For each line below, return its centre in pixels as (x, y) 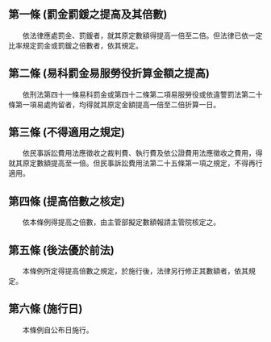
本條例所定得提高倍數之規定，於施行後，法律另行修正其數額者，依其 (135, 271)
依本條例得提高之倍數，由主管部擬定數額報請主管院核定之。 (121, 222)
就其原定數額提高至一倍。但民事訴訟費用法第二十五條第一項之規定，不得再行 (135, 163)
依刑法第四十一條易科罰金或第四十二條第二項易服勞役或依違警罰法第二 (139, 94)
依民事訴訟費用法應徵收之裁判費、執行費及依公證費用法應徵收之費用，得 (142, 153)
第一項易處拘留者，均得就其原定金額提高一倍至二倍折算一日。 (117, 104)
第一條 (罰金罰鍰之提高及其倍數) (88, 15)
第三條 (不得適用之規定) (67, 133)
